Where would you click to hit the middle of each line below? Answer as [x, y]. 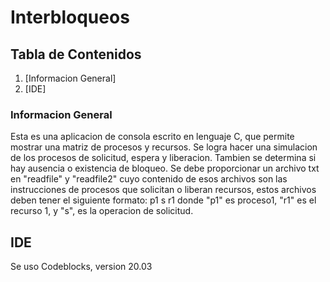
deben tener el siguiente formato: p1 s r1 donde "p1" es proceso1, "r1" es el [163, 200]
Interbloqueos [70, 17]
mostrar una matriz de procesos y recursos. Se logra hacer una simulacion [164, 147]
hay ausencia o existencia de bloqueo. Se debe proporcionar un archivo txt [165, 168]
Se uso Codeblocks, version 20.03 [81, 267]
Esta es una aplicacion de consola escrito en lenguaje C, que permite [152, 137]
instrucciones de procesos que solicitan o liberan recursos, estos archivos [163, 190]
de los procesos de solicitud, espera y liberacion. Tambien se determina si [163, 158]
